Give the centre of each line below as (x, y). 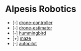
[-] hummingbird (29, 33)
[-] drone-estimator (32, 27)
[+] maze (22, 38)
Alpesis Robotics (41, 9)
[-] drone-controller (33, 23)
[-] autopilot (25, 43)
